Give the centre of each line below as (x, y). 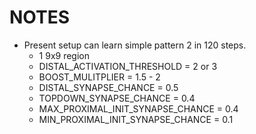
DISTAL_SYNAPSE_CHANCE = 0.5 (108, 87)
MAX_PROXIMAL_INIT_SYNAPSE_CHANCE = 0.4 (138, 108)
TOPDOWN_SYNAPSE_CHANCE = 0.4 (117, 98)
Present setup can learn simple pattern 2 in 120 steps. (135, 45)
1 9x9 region (64, 55)
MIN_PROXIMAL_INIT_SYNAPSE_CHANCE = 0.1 (136, 119)
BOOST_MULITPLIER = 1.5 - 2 (99, 77)
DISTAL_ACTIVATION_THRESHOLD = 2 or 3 (128, 66)
